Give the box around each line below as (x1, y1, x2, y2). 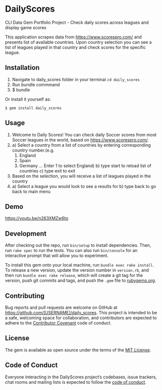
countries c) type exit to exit (19, 168, 76, 173)
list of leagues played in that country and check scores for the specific (5, 44, 146, 50)
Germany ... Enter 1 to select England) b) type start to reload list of (19, 163, 151, 169)
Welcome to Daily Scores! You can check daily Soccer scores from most (12, 132, 157, 137)
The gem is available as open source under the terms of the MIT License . (5, 347, 151, 353)
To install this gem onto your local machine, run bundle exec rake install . (5, 262, 154, 268)
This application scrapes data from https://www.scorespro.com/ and (5, 34, 142, 40)
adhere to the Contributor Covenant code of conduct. (5, 320, 112, 326)
